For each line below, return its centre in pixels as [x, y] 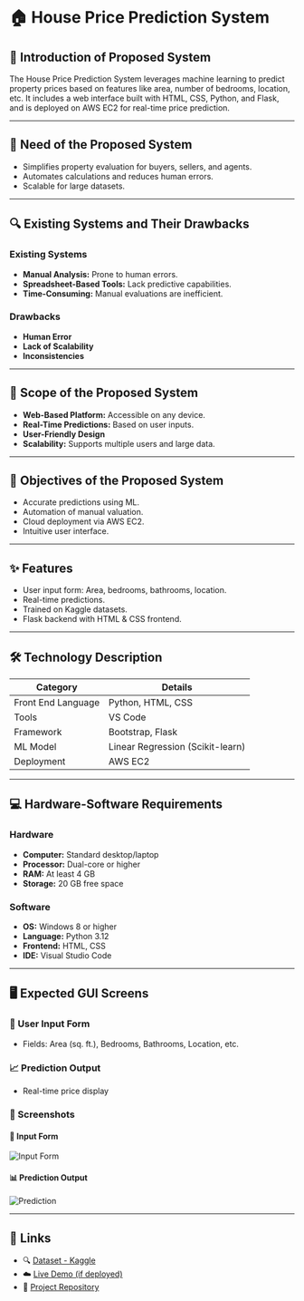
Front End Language [57, 703]
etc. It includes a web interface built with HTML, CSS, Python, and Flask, [144, 98]
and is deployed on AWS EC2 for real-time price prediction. [120, 108]
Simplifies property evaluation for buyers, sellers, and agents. [137, 166]
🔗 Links [30, 1238]
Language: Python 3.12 [66, 937]
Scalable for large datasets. [73, 186]
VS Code [127, 717]
